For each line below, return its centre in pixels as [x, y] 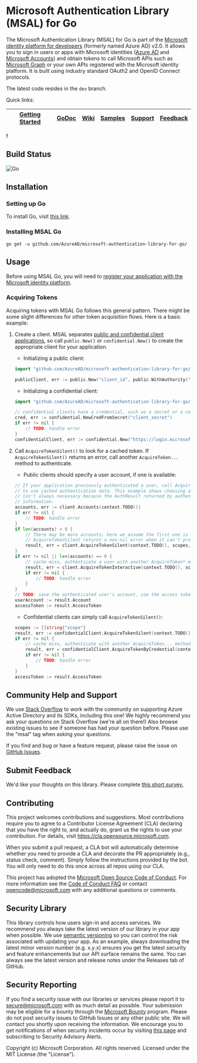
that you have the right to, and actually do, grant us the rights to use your [94, 830]
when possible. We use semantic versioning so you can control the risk [92, 935]
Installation [27, 187]
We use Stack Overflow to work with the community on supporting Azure [94, 709]
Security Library [36, 909]
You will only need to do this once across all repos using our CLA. [85, 866]
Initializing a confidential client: [61, 391]
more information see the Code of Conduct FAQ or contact [77, 884]
